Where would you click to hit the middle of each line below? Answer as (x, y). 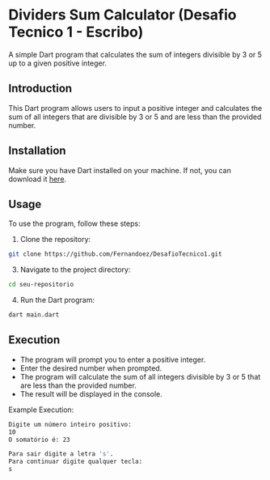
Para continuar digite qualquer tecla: (76, 462)
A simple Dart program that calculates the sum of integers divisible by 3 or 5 (135, 54)
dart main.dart (34, 315)
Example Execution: (41, 410)
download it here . (38, 179)
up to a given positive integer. (58, 63)
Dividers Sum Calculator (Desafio (122, 15)
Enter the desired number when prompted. (91, 368)
